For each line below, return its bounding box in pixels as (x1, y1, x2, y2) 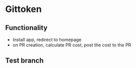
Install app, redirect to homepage (12, 36, 82, 42)
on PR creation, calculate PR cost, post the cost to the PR (12, 42, 131, 48)
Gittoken (5, 3, 42, 15)
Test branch (5, 56, 44, 65)
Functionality (5, 23, 48, 32)
